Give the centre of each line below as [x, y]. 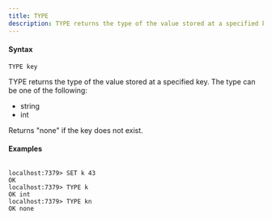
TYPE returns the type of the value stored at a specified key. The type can [132, 81]
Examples [25, 149]
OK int [19, 194]
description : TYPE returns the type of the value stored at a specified [134, 24]
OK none [21, 208]
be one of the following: [48, 90]
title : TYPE [28, 16]
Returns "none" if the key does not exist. [76, 130]
